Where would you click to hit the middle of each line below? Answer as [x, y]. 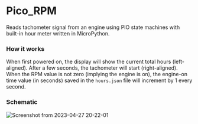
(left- [178, 62]
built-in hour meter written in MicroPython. [58, 33]
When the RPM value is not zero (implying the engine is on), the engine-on [97, 74]
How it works [25, 48]
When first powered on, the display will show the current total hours [89, 62]
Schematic [22, 102]
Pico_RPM [32, 11]
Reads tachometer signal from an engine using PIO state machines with [93, 27]
